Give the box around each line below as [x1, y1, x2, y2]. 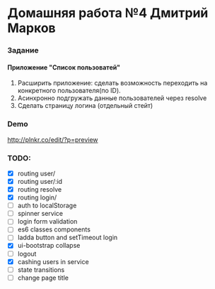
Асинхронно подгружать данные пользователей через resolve [17, 94, 207, 102]
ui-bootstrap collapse [17, 241, 81, 250]
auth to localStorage [17, 201, 77, 210]
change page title [17, 273, 69, 282]
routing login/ [17, 193, 57, 202]
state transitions [17, 265, 65, 274]
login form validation [17, 217, 78, 226]
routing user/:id [17, 177, 62, 185]
